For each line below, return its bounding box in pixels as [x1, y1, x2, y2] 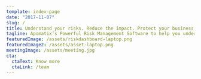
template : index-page [6, 8, 60, 15]
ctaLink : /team [11, 64, 50, 70]
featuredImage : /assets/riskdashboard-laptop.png [6, 36, 133, 42]
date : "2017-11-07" [6, 14, 55, 20]
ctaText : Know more [11, 58, 60, 64]
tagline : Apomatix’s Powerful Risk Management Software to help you [6, 31, 181, 37]
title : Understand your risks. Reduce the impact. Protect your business [6, 25, 194, 31]
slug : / [6, 20, 26, 26]
